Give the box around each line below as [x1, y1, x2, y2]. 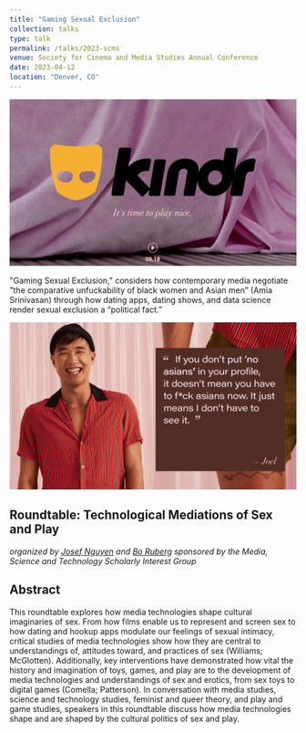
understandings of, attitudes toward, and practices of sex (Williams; [9, 644, 263, 656]
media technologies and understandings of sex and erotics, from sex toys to [9, 674, 295, 685]
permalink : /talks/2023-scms [9, 44, 120, 53]
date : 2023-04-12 [9, 63, 76, 72]
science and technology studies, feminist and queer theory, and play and [9, 694, 283, 705]
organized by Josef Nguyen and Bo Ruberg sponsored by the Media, [9, 546, 269, 557]
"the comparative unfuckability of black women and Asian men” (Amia [9, 284, 273, 296]
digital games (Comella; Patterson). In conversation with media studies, [9, 684, 277, 695]
